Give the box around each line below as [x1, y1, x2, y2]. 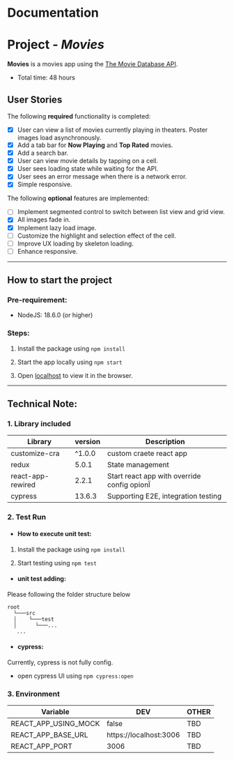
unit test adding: [17, 575, 66, 583]
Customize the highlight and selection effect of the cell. [17, 231, 176, 240]
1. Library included [7, 419, 71, 429]
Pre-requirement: [7, 295, 68, 305]
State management [107, 460, 169, 470]
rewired [10, 480, 36, 489]
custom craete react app [107, 448, 188, 458]
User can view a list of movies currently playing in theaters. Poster [17, 126, 208, 134]
